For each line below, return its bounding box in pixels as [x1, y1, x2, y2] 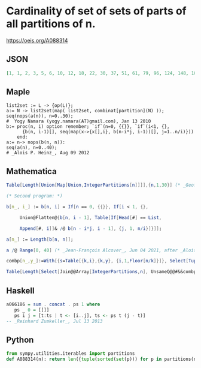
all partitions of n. [6, 17, 96, 31]
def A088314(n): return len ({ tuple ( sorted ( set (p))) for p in [6, 356, 162, 363]
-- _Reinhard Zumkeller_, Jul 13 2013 [6, 318, 103, 324]
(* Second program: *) [6, 193, 63, 199]
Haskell [6, 285, 35, 295]
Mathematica [6, 166, 57, 176]
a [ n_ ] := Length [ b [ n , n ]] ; [6, 236, 74, 243]
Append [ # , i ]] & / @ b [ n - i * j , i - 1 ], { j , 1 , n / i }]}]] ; [19, 225, 162, 232]
